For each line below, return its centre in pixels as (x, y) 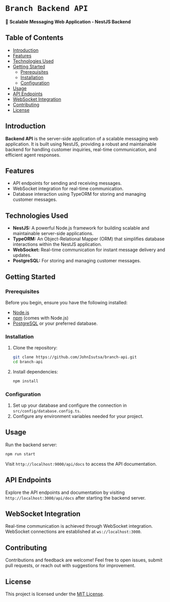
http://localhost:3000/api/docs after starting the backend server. (76, 497)
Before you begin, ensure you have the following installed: (67, 302)
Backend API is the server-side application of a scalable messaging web (82, 138)
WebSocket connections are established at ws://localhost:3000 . (73, 532)
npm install (25, 381)
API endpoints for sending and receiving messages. (67, 183)
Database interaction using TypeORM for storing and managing (79, 194)
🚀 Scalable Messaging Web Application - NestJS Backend (68, 22)
